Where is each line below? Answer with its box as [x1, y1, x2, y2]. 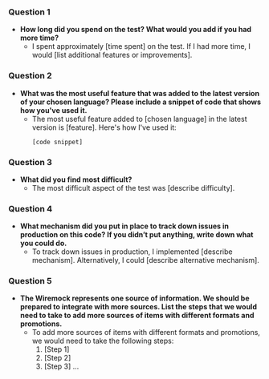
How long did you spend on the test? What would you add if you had [19, 25, 251, 34]
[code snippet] [31, 138, 83, 146]
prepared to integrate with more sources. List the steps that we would [19, 302, 257, 312]
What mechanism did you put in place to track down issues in [19, 221, 229, 231]
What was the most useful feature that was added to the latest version [19, 88, 259, 98]
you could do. [19, 239, 67, 248]
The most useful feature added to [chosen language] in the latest [31, 114, 247, 123]
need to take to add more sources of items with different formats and [19, 311, 255, 321]
